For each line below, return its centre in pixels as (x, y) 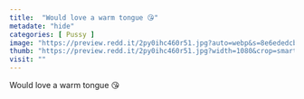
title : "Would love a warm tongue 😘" (84, 18)
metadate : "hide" (42, 26)
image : (22, 43)
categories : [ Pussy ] (52, 34)
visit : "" (28, 59)
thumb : (22, 51)
